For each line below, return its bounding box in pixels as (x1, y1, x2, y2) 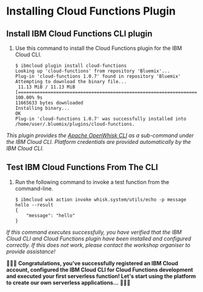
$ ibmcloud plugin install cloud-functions (15, 63, 127, 69)
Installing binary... (15, 105, 70, 111)
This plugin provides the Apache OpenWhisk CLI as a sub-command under (6, 132, 194, 139)
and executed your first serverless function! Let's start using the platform (6, 272, 196, 280)
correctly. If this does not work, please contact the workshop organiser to (6, 241, 191, 248)
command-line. (15, 185, 53, 192)
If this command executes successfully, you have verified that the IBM (6, 228, 182, 236)
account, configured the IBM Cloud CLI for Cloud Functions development (6, 266, 193, 273)
